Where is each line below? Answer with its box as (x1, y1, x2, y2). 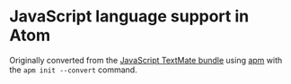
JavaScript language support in (9, 6, 250, 27)
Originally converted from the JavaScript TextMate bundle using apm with (9, 55, 283, 65)
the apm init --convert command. (9, 64, 137, 75)
